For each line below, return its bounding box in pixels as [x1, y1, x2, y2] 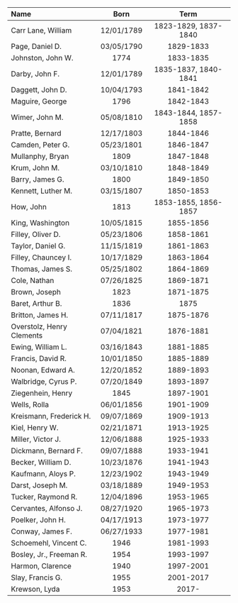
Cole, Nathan [11, 276, 55, 285]
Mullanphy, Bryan [11, 152, 69, 161]
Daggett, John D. [11, 85, 67, 94]
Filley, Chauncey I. [11, 253, 72, 262]
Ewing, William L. [11, 342, 67, 352]
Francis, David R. [11, 354, 67, 363]
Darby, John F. [11, 69, 60, 79]
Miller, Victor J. [11, 434, 62, 444]
